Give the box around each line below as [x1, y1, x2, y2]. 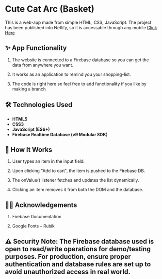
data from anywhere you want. [12, 62, 74, 68]
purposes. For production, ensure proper [5, 252, 131, 261]
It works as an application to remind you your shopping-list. [12, 71, 131, 77]
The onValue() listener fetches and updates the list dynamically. [12, 177, 139, 183]
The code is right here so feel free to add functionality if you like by [12, 81, 146, 87]
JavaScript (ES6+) [12, 126, 50, 132]
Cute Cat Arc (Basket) [5, 3, 95, 15]
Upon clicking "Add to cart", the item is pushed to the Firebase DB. [12, 168, 146, 174]
